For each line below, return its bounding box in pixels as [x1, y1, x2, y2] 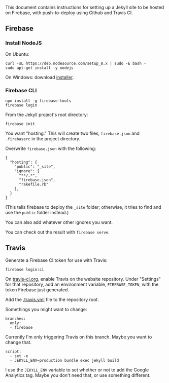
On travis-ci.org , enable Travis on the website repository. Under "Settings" [5, 276, 161, 282]
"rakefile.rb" [18, 182, 49, 187]
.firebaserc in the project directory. [5, 135, 81, 141]
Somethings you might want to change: [5, 306, 87, 312]
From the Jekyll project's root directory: [5, 111, 88, 118]
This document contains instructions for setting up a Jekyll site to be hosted [5, 5, 164, 10]
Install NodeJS [5, 40, 42, 47]
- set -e [10, 353, 28, 359]
